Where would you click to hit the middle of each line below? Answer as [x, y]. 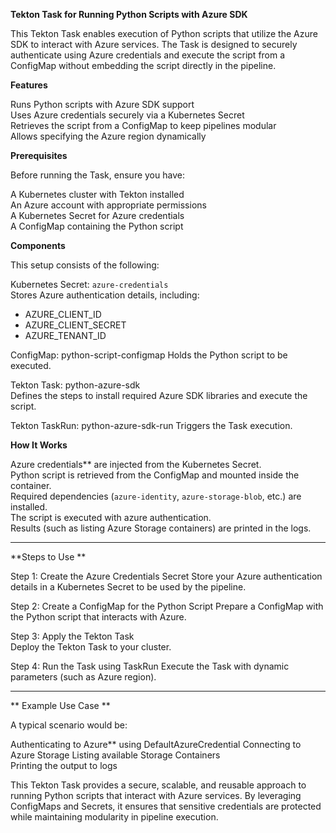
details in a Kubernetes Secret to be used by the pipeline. [128, 587]
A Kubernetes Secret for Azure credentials [97, 215]
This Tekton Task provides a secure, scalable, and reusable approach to [158, 785]
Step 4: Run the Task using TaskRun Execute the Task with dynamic [150, 666]
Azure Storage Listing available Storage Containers [115, 755]
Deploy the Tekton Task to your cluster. [91, 647]
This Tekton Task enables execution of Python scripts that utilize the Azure [164, 33]
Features [29, 85]
